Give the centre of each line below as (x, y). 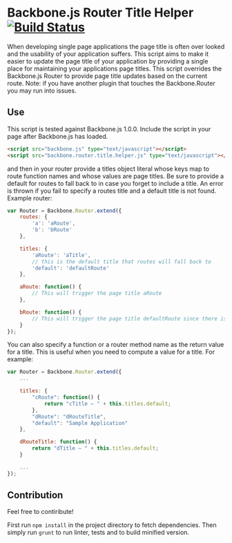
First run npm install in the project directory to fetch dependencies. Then (112, 525)
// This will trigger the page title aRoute (97, 294)
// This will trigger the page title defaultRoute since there (125, 318)
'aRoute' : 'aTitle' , (61, 255)
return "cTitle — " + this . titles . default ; (107, 403)
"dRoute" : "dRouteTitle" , (69, 417)
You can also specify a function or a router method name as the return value (116, 345)
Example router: (30, 198)
